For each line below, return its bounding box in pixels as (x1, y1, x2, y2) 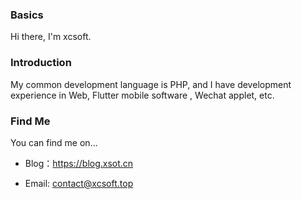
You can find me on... (10, 136, 98, 148)
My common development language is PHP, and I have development (10, 78, 292, 90)
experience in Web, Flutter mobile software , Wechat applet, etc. (10, 89, 275, 101)
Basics (10, 8, 44, 22)
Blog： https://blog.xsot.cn (24, 157, 134, 169)
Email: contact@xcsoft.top (24, 177, 134, 189)
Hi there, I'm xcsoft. (10, 31, 92, 43)
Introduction (10, 56, 72, 70)
